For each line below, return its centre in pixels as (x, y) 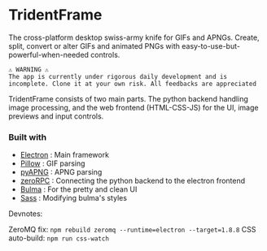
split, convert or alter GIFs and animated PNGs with (94, 45)
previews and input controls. (56, 116)
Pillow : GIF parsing (53, 163)
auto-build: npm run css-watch (59, 238)
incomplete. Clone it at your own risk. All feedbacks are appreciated (132, 84)
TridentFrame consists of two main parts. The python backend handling (128, 98)
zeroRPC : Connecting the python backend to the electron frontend (133, 181)
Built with (28, 137)
